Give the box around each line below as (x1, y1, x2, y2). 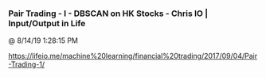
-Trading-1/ (8, 60, 45, 69)
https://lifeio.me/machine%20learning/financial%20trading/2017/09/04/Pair (8, 52, 257, 61)
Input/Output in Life (8, 17, 86, 29)
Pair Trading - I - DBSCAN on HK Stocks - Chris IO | (8, 8, 209, 19)
